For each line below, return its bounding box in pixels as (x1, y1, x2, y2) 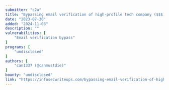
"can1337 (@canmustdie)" (14, 63, 66, 68)
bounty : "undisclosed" (5, 72, 53, 77)
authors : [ (5, 58, 28, 63)
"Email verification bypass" (14, 35, 75, 40)
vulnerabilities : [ (5, 30, 46, 35)
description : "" (5, 26, 39, 31)
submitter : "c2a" (5, 7, 42, 12)
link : (5, 77, 17, 82)
